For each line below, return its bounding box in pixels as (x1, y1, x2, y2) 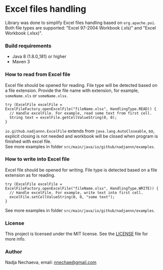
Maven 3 (12, 59, 30, 65)
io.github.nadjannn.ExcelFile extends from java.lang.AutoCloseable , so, (5, 128, 155, 134)
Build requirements (5, 42, 51, 49)
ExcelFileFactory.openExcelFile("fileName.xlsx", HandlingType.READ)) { (5, 107, 157, 111)
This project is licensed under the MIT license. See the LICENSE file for (5, 231, 148, 237)
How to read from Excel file (5, 71, 71, 78)
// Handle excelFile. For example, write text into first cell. (9, 190, 143, 195)
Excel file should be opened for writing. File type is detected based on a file (5, 167, 158, 173)
